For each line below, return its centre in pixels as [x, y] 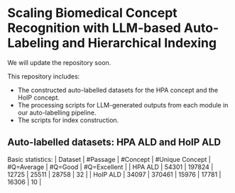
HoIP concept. [39, 98]
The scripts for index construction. [68, 120]
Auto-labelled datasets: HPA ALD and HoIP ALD [114, 142]
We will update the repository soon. [59, 62]
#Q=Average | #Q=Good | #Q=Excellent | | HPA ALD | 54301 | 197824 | [110, 167]
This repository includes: [44, 76]
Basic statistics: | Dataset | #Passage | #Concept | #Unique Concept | [109, 159]
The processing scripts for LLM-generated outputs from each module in [123, 105]
